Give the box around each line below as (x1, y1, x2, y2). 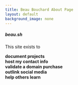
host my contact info (5, 58, 48, 64)
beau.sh (5, 31, 23, 37)
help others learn (5, 74, 41, 80)
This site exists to (5, 44, 41, 50)
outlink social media (5, 69, 47, 75)
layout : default (5, 12, 38, 17)
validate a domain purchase (5, 64, 63, 70)
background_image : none (5, 16, 54, 21)
